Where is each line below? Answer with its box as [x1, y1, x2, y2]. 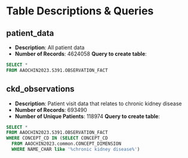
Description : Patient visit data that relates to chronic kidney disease [14, 100, 182, 107]
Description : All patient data [14, 44, 85, 51]
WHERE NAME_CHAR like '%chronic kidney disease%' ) [11, 147, 140, 153]
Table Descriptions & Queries [6, 4, 154, 18]
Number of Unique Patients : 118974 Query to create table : [14, 113, 160, 120]
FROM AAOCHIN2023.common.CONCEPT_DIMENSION [11, 141, 121, 147]
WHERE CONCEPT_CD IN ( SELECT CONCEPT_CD [6, 135, 109, 141]
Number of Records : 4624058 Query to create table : [14, 50, 147, 57]
